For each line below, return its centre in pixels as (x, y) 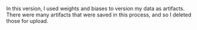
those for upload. (27, 21)
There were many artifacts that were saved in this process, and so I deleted (99, 15)
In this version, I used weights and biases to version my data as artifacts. (96, 9)
